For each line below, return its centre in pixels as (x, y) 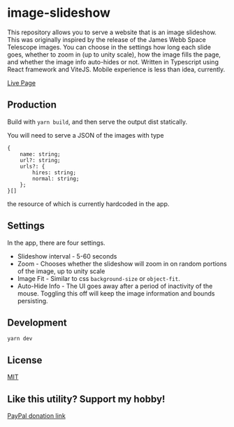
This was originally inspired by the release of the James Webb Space (107, 39)
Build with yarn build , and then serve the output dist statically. (97, 122)
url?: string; (40, 160)
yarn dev (20, 339)
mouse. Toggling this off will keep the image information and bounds (116, 293)
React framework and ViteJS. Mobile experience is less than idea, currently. (116, 69)
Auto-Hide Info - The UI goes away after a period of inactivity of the (115, 286)
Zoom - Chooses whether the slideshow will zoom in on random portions (122, 263)
